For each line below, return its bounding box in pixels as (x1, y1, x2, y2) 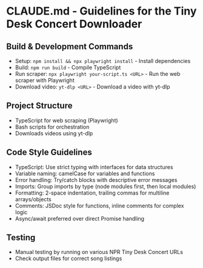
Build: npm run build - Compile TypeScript (15, 64, 121, 71)
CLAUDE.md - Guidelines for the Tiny (6, 4, 197, 18)
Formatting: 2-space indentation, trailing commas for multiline (15, 189, 170, 196)
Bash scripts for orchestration (15, 123, 90, 130)
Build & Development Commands (6, 41, 133, 52)
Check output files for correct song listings (15, 255, 122, 262)
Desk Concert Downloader (6, 17, 142, 31)
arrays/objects (15, 195, 52, 203)
